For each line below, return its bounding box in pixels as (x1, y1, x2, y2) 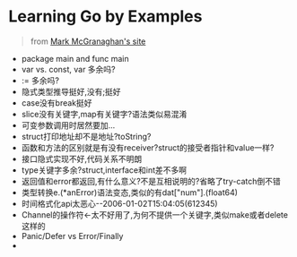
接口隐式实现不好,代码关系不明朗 (21, 153, 143, 164)
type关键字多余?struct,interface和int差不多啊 (21, 164, 188, 176)
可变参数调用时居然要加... (21, 119, 116, 131)
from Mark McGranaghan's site (30, 36, 146, 47)
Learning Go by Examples (8, 6, 203, 27)
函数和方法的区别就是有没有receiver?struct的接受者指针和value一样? (21, 141, 275, 153)
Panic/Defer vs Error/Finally (21, 230, 124, 241)
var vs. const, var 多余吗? (21, 64, 116, 74)
